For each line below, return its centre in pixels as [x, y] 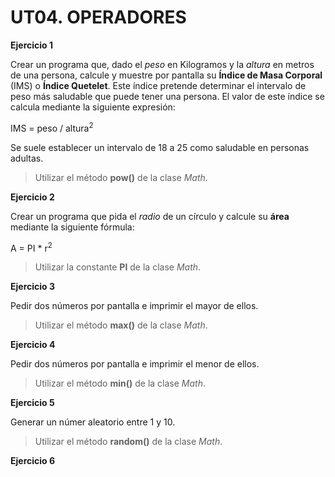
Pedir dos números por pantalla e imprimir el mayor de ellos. [134, 306]
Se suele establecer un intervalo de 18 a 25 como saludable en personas [160, 147]
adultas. [27, 158]
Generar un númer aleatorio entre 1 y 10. [93, 422]
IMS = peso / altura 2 [52, 127]
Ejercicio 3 [32, 287]
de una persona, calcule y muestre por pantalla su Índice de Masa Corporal [166, 75]
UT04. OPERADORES [98, 17]
